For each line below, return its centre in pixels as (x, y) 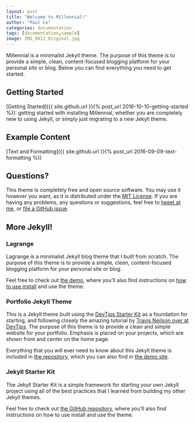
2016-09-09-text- (155, 151)
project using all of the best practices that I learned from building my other (96, 391)
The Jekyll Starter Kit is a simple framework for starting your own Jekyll (93, 384)
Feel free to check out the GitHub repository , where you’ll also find (86, 408)
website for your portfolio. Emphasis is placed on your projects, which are (95, 333)
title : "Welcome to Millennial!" (47, 17)
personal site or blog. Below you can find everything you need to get (89, 68)
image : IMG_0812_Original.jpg (43, 39)
